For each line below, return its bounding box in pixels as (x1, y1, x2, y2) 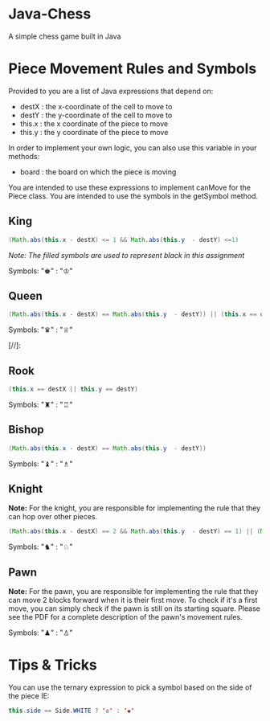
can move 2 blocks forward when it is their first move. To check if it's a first (8, 596, 258, 605)
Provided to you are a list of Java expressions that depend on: (8, 86, 214, 96)
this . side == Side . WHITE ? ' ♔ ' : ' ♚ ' (8, 707, 135, 715)
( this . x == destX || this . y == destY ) (8, 385, 138, 394)
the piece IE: (8, 691, 50, 701)
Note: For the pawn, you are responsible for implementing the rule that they (8, 587, 259, 596)
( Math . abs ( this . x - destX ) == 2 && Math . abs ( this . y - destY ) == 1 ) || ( (8, 527, 261, 535)
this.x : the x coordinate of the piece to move (19, 118, 169, 129)
